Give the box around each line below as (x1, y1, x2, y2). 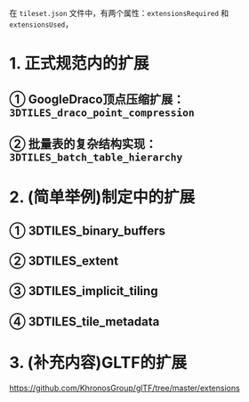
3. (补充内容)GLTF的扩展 (9, 352, 188, 373)
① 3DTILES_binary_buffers (9, 223, 166, 238)
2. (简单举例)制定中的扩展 (9, 187, 196, 208)
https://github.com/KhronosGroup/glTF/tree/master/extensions (9, 382, 240, 393)
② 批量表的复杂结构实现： (9, 136, 157, 152)
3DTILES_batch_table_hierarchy (9, 151, 183, 163)
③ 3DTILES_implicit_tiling (9, 283, 158, 299)
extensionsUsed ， (9, 19, 74, 29)
